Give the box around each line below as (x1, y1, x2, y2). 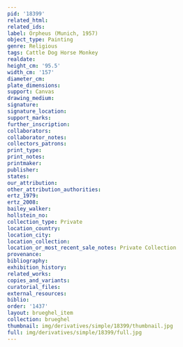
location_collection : (7, 238, 71, 245)
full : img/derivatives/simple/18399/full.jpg (7, 329, 142, 336)
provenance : (7, 251, 42, 258)
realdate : (7, 56, 36, 63)
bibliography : (7, 257, 49, 264)
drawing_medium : (7, 95, 54, 102)
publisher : (7, 166, 39, 173)
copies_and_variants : (7, 277, 71, 284)
